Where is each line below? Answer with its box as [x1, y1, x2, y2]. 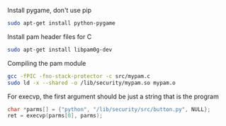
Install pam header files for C [7, 32, 92, 41]
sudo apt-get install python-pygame [7, 20, 115, 27]
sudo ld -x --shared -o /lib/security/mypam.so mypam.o [7, 79, 176, 86]
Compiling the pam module [7, 59, 86, 67]
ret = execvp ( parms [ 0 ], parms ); [7, 113, 103, 120]
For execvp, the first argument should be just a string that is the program [7, 92, 220, 101]
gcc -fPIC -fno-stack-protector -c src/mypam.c [7, 72, 151, 80]
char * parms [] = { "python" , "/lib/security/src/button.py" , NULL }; [7, 105, 211, 113]
